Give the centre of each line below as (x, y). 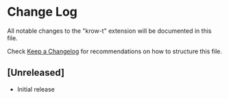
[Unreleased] (36, 73)
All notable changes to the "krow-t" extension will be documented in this (109, 31)
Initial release (36, 89)
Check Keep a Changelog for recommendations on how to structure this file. (115, 51)
